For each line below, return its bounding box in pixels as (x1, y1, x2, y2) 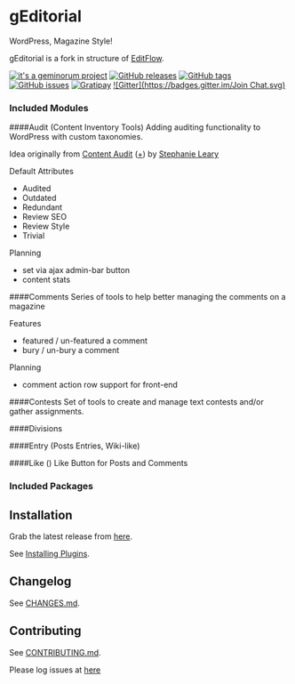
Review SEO (21, 212, 68, 222)
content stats (21, 274, 71, 286)
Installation (9, 507, 73, 522)
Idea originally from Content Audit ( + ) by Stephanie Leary (9, 149, 219, 159)
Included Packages (9, 480, 94, 493)
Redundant (21, 202, 63, 213)
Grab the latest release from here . (9, 531, 133, 542)
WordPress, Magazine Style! (9, 36, 113, 46)
